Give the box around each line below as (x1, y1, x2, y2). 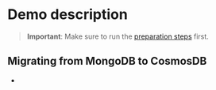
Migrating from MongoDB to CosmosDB (7, 54, 207, 68)
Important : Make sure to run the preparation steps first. (26, 32, 210, 41)
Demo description (7, 6, 128, 24)
